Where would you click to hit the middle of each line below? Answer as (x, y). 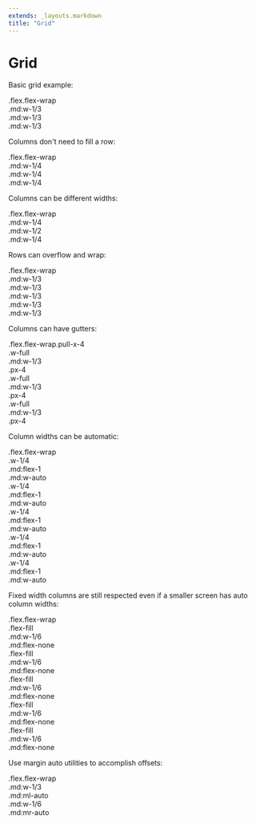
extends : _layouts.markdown (55, 16)
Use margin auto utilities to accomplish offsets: (86, 763)
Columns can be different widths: (63, 198)
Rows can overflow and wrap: (57, 255)
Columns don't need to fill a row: (62, 142)
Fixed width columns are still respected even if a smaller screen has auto (128, 595)
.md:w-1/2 (25, 231)
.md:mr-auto (29, 813)
